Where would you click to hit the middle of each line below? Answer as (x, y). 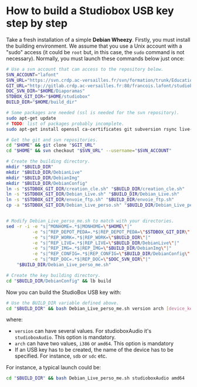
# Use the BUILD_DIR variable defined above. (62, 303)
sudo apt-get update (31, 118)
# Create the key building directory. (53, 275)
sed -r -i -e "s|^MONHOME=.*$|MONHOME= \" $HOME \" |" (69, 226)
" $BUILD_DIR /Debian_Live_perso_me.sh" (64, 265)
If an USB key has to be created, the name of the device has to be (94, 350)
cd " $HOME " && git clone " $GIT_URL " (51, 145)
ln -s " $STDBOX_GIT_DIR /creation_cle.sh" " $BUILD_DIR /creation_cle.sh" (95, 189)
